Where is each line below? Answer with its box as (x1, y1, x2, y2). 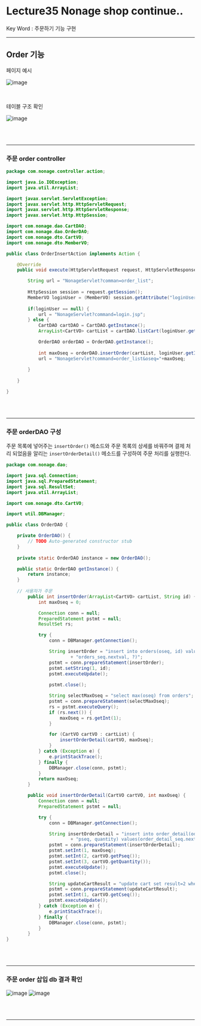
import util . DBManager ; (6, 511, 66, 517)
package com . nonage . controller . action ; (6, 169, 106, 174)
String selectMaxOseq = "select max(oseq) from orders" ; (48, 693, 194, 699)
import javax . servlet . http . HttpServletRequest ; (6, 201, 127, 207)
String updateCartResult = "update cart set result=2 (48, 880, 186, 887)
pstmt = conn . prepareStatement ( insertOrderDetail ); (48, 842, 181, 848)
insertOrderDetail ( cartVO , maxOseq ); (59, 737, 154, 743)
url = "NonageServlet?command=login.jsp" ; (38, 311, 146, 317)
